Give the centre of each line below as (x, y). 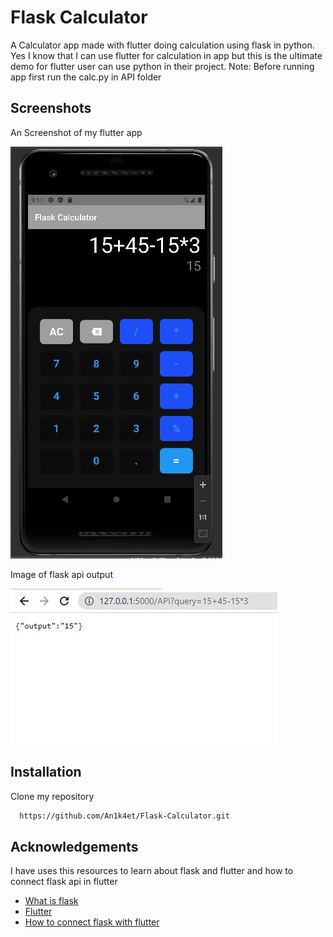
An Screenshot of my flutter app (76, 132)
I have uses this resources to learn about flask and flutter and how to (152, 871)
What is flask (51, 901)
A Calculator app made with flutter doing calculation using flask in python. (162, 45)
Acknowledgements (74, 846)
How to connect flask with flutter (92, 922)
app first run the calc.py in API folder (86, 77)
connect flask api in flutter (64, 882)
